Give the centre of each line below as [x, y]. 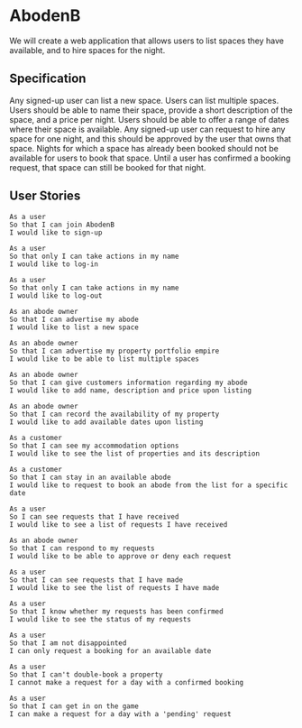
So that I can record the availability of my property [114, 414]
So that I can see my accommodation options [94, 446]
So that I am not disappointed [68, 643]
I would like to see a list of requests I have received [119, 524]
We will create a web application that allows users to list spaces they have [146, 41]
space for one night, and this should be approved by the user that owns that [150, 138]
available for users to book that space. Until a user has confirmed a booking [150, 158]
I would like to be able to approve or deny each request [120, 556]
